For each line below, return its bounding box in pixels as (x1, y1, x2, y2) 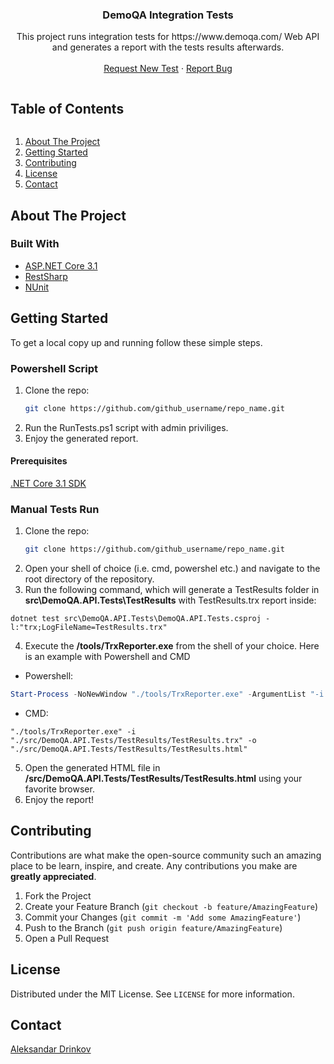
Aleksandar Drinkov (10, 1043, 92, 1055)
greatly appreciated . (10, 870, 97, 882)
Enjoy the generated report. (24, 432, 139, 444)
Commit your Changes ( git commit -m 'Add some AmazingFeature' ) (24, 911, 302, 923)
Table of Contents (10, 100, 125, 117)
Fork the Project (24, 889, 92, 902)
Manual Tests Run (10, 502, 100, 516)
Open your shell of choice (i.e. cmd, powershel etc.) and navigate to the (24, 563, 321, 575)
